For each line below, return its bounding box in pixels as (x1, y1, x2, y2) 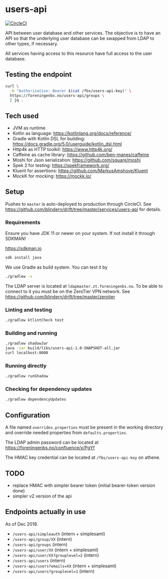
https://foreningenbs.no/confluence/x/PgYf (5, 445, 95, 451)
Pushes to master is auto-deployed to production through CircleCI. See (5, 201, 152, 207)
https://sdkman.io (5, 245, 42, 252)
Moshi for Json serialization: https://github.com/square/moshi (12, 157, 141, 163)
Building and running (5, 329, 58, 337)
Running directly (5, 362, 47, 369)
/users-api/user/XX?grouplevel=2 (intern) (12, 552, 99, 558)
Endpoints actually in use (5, 508, 87, 516)
